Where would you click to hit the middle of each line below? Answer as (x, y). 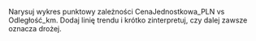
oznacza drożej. (35, 29)
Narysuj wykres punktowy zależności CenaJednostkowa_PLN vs (117, 12)
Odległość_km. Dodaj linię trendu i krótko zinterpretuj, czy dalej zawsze (128, 20)
